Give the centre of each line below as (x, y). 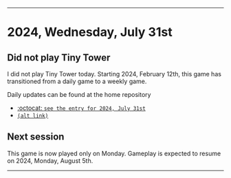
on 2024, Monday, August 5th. (50, 160)
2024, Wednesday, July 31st (90, 32)
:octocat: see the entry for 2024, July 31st (81, 108)
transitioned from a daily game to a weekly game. (77, 81)
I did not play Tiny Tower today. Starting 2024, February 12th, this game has (114, 74)
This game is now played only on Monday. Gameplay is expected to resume (114, 153)
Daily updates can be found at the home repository (79, 94)
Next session (36, 137)
